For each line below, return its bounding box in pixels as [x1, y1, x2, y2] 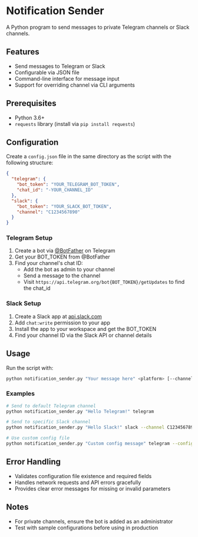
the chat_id [23, 284, 51, 292]
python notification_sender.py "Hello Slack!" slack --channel [6, 425, 165, 430]
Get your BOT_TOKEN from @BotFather [14, 253, 110, 260]
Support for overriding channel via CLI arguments [14, 81, 136, 88]
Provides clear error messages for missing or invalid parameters [14, 485, 171, 492]
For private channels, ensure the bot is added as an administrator [14, 518, 173, 525]
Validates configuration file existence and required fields [14, 472, 152, 479]
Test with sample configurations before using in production [14, 524, 159, 531]
